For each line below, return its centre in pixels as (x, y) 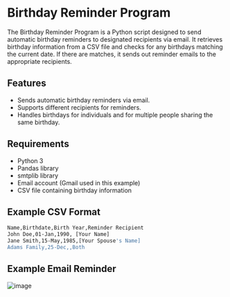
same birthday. (38, 122)
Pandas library (38, 168)
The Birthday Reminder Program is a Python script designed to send (104, 32)
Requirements (38, 144)
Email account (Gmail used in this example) (79, 183)
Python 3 (30, 160)
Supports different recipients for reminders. (79, 107)
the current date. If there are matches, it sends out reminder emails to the (112, 54)
